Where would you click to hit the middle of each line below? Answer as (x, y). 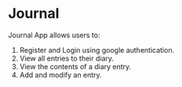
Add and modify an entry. (60, 75)
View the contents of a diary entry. (75, 66)
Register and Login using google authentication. (97, 50)
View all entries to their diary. (67, 58)
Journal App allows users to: (54, 35)
